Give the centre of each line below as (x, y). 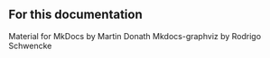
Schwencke (30, 46)
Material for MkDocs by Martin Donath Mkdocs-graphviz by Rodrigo (135, 36)
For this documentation (75, 15)
